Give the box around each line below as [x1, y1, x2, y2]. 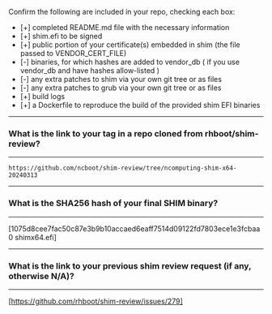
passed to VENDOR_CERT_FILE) [19, 49, 127, 58]
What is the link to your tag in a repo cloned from [8, 127, 204, 139]
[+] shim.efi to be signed [19, 32, 103, 41]
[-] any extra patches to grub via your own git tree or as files [19, 83, 222, 92]
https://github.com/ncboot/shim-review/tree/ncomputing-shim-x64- [8, 164, 237, 173]
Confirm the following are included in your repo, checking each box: [8, 7, 236, 16]
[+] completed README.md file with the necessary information [19, 23, 230, 32]
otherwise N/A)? [8, 270, 74, 282]
